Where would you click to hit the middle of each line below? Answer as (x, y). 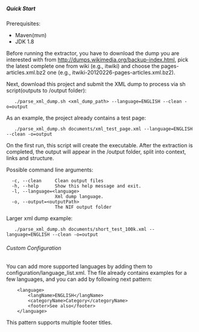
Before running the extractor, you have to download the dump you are (93, 53)
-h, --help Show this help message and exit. (77, 186)
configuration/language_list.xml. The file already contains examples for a (96, 273)
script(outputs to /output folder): (46, 90)
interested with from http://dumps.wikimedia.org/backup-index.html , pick (97, 60)
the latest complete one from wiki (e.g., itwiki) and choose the (83, 66)
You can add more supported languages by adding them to (79, 266)
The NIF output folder (83, 207)
